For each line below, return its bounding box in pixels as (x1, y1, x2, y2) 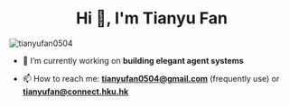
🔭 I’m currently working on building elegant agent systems (22, 55, 244, 66)
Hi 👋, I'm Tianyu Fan (75, 8, 228, 29)
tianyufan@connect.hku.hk (22, 85, 129, 97)
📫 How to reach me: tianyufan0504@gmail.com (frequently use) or (22, 73, 280, 84)
